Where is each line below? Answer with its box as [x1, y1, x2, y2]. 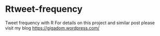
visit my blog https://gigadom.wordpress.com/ [5, 25, 100, 31]
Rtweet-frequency [5, 3, 83, 15]
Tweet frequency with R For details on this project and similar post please [5, 20, 155, 26]
